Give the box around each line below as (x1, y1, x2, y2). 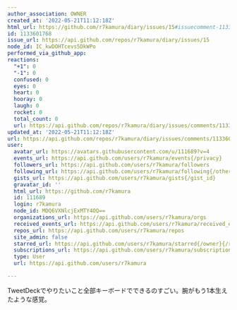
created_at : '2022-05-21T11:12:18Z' (7, 17, 115, 24)
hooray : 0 (13, 96, 42, 103)
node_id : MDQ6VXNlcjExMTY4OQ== (13, 208, 106, 215)
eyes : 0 (13, 83, 37, 90)
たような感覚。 (7, 294, 51, 304)
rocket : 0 (13, 109, 42, 116)
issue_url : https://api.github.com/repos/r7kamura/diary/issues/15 (7, 37, 210, 44)
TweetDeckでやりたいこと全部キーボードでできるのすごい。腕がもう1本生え (7, 286, 228, 294)
